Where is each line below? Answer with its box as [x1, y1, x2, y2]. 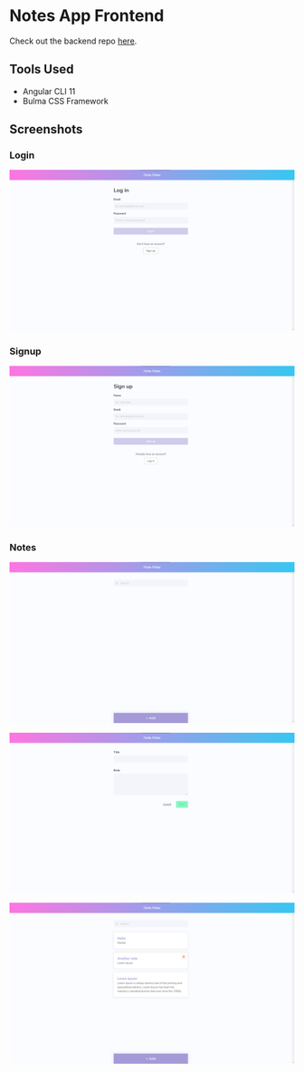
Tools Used [9, 62, 74, 77]
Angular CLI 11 [22, 85, 76, 96]
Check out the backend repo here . [9, 35, 138, 46]
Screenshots [9, 122, 83, 137]
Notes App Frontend [9, 5, 165, 26]
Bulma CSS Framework [22, 95, 109, 106]
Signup [9, 345, 43, 357]
